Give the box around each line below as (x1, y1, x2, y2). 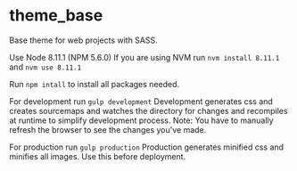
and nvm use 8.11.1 (9, 61, 82, 72)
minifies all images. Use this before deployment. (9, 151, 186, 161)
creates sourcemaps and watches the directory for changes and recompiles (9, 105, 288, 116)
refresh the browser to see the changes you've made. (9, 124, 207, 134)
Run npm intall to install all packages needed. (9, 78, 180, 89)
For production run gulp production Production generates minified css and (9, 142, 284, 152)
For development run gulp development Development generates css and (9, 95, 274, 107)
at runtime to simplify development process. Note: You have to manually (9, 115, 274, 126)
